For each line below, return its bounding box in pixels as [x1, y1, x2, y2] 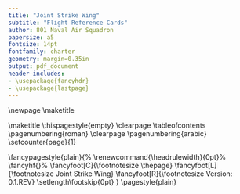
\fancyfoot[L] [174, 161, 217, 171]
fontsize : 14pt [8, 41, 58, 48]
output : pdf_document [8, 63, 79, 70]
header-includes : [8, 70, 65, 77]
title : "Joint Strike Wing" [8, 11, 100, 20]
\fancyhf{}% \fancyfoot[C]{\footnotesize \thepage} [8, 161, 173, 171]
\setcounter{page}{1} [8, 138, 77, 147]
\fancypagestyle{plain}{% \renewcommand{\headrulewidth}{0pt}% [8, 153, 227, 162]
